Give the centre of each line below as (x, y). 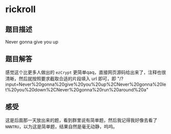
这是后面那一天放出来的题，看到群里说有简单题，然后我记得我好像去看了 (81, 120)
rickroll (20, 9)
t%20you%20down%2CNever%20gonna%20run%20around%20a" (77, 89)
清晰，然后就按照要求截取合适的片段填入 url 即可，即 (61, 78)
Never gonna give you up (32, 42)
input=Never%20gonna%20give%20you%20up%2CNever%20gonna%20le (86, 84)
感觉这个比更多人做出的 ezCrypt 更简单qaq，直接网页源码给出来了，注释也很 (86, 72)
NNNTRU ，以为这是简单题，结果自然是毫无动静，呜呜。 (61, 126)
